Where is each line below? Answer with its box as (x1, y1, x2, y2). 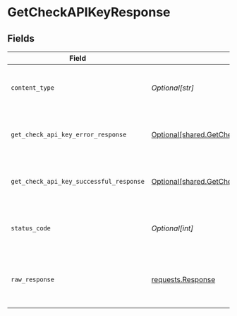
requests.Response (151, 275, 216, 284)
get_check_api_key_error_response (11, 131, 127, 139)
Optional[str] (151, 83, 194, 93)
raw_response (11, 276, 55, 283)
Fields (7, 33, 35, 45)
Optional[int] (151, 223, 194, 233)
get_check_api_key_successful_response (11, 177, 145, 185)
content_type (11, 84, 55, 92)
